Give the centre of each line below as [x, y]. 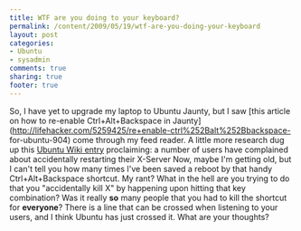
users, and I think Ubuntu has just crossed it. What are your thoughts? [139, 217]
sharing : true [36, 77]
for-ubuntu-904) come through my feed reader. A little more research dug [147, 140]
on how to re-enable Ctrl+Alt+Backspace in [90, 120]
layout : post [34, 34]
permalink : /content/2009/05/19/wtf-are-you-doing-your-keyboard [135, 26]
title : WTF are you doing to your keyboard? [94, 18]
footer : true [34, 85]
